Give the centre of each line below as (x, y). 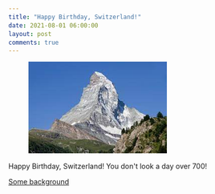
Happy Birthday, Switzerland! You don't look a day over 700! (108, 166)
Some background (39, 182)
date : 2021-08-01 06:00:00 (53, 25)
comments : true (34, 42)
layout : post (30, 34)
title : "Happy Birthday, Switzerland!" (75, 17)
